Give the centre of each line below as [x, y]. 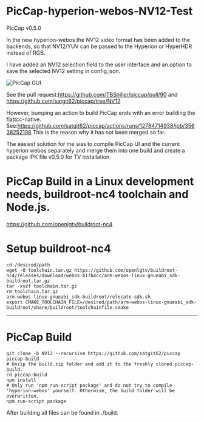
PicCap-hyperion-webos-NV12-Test [100, 11]
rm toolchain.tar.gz [32, 291]
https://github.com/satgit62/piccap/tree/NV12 [63, 101]
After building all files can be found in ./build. [62, 412]
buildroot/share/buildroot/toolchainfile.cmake [68, 307]
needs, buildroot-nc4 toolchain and [97, 194]
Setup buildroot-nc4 [59, 249]
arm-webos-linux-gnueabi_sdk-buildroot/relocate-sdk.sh [78, 297]
